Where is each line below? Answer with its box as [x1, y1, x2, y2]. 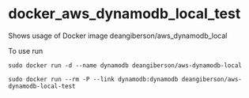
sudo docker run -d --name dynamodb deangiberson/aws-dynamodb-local [8, 61, 243, 70]
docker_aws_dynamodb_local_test [8, 5, 241, 23]
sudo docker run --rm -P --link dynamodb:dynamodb [8, 75, 179, 83]
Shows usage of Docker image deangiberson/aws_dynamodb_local [8, 31, 228, 40]
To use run [8, 46, 43, 55]
